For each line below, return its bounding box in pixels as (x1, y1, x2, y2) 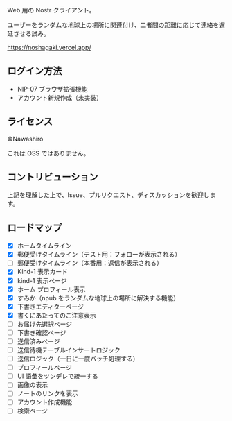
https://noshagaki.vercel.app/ (7, 44, 91, 51)
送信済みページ (17, 337, 60, 345)
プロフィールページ (17, 363, 73, 372)
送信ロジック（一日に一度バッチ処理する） (17, 354, 139, 363)
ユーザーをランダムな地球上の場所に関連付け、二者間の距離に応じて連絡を (7, 21, 220, 29)
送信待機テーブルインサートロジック (17, 346, 121, 354)
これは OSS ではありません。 (7, 148, 90, 157)
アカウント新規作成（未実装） (17, 93, 102, 102)
